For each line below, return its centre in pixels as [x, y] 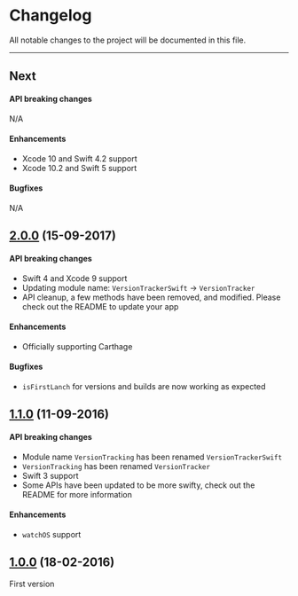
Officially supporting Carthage [77, 346]
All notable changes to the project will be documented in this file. [128, 40]
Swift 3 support [50, 475]
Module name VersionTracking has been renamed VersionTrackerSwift [152, 457]
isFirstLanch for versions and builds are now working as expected [144, 386]
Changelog [51, 16]
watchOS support [51, 534]
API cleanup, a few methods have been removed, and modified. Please [151, 297]
